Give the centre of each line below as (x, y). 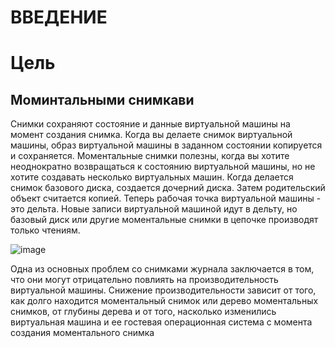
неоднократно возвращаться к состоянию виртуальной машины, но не (163, 167)
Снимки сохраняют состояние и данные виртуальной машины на (150, 124)
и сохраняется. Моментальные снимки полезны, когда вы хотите (150, 156)
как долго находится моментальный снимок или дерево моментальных (164, 301)
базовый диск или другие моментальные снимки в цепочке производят (164, 220)
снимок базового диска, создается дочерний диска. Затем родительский (168, 188)
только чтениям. (45, 230)
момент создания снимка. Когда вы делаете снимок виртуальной (151, 135)
